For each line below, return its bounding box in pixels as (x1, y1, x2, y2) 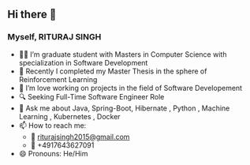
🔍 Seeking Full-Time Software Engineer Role (18, 92, 165, 101)
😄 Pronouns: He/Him (18, 148, 88, 158)
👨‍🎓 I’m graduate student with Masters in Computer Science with (18, 49, 227, 59)
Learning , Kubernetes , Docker (18, 111, 121, 121)
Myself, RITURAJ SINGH (7, 32, 102, 43)
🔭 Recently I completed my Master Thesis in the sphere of (18, 66, 207, 76)
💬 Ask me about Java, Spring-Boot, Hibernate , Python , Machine (18, 103, 230, 113)
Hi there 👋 (7, 8, 57, 21)
